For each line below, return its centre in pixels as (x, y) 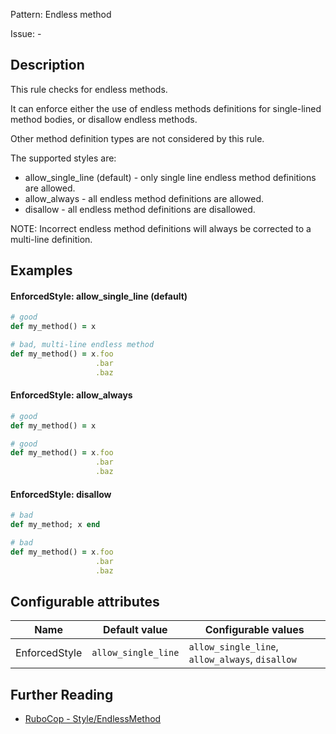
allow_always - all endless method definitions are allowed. (144, 198)
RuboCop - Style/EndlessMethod (93, 719)
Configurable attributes (85, 601)
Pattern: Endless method (61, 14)
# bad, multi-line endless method (82, 345)
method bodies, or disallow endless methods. (104, 119)
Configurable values (254, 630)
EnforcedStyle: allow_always (71, 395)
